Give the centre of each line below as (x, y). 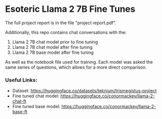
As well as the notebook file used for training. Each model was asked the (79, 62)
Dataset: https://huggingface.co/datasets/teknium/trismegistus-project (84, 91)
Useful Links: (21, 80)
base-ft (20, 112)
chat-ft (19, 101)
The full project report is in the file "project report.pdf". (61, 23)
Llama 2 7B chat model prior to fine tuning (55, 42)
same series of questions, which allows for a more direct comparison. (76, 67)
